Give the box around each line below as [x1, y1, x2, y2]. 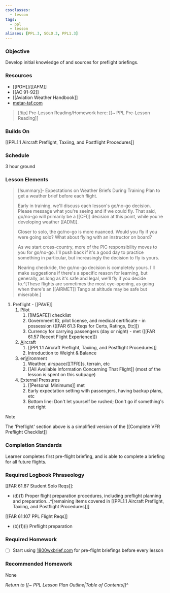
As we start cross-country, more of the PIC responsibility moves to [17, 244, 157, 250]
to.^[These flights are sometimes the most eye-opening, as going [17, 281, 154, 287]
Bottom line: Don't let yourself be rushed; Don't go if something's [27, 399, 164, 405]
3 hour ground [5, 163, 36, 170]
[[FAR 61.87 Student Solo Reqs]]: [5, 483, 74, 489]
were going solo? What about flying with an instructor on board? [17, 234, 152, 240]
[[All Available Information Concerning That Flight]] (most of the [27, 366, 161, 372]
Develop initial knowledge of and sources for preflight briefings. [5, 59, 139, 65]
